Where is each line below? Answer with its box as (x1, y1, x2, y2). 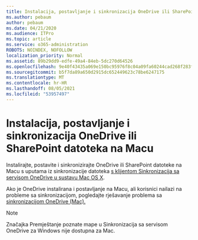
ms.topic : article (6, 36, 51, 42)
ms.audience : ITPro (6, 31, 54, 37)
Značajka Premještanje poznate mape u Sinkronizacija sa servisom (6, 220, 168, 228)
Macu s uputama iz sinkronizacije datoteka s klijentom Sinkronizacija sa (6, 167, 180, 174)
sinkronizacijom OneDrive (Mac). (6, 197, 86, 205)
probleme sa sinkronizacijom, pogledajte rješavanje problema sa (6, 192, 162, 199)
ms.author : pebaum (6, 14, 51, 20)
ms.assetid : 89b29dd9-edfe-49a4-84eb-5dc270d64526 (6, 58, 133, 64)
